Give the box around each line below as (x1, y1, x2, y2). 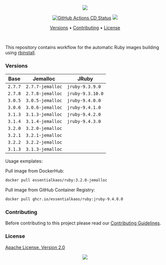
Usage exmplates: (5, 158, 43, 164)
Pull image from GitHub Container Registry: (5, 187, 95, 193)
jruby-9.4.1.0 (67, 105, 101, 111)
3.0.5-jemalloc (25, 98, 62, 104)
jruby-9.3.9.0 (67, 84, 101, 90)
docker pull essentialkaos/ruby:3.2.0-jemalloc (5, 178, 108, 183)
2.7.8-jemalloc (25, 91, 62, 97)
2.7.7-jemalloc (25, 84, 62, 90)
